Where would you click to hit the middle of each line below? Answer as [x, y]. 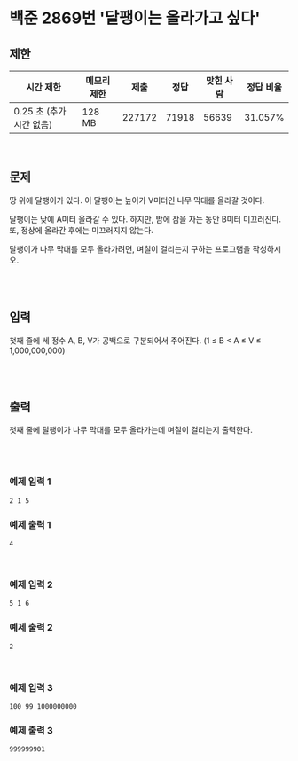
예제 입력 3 [31, 687]
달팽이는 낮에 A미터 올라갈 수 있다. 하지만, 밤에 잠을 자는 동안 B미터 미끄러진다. [145, 219]
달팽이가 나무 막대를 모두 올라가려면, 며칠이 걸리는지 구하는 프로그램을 [130, 248]
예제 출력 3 [31, 730]
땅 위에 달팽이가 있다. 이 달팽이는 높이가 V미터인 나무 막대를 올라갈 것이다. [137, 200]
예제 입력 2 [31, 584]
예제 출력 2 [31, 628]
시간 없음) [33, 125]
